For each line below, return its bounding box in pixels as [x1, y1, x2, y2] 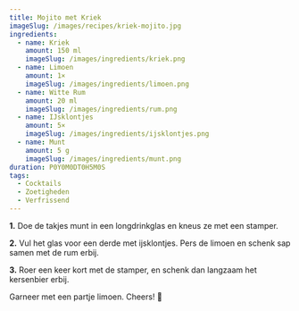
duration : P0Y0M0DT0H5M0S [9, 163, 105, 172]
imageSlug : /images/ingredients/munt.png [25, 154, 181, 164]
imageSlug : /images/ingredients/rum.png [25, 105, 178, 113]
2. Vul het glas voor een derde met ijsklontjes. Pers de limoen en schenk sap [9, 238, 291, 248]
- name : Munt [17, 138, 66, 147]
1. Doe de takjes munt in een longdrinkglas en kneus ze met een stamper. [9, 220, 278, 231]
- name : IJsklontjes [17, 113, 94, 122]
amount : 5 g [25, 146, 70, 155]
